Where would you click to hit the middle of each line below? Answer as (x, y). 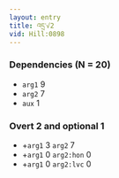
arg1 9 (33, 84)
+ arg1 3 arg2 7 (48, 145)
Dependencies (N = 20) (60, 65)
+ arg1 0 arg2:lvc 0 (56, 164)
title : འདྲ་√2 (32, 26)
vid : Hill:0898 (37, 34)
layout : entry (35, 17)
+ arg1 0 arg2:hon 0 (56, 154)
